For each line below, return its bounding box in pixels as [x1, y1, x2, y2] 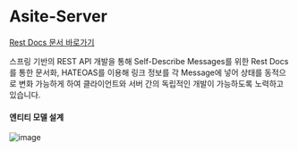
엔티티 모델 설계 [9, 112, 64, 122]
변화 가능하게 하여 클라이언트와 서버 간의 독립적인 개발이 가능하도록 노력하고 [18, 78, 285, 88]
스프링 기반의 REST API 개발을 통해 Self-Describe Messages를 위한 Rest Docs [9, 55, 289, 66]
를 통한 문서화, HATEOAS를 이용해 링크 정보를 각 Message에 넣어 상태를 [9, 67, 263, 78]
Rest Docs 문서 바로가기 [9, 37, 95, 47]
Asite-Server [9, 6, 107, 27]
